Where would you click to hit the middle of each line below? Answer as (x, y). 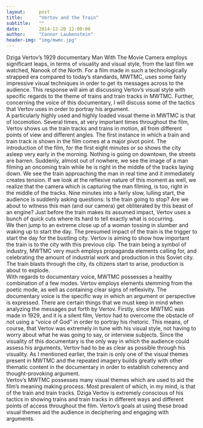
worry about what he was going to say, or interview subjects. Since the (95, 335)
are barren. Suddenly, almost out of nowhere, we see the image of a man (97, 161)
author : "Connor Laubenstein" (50, 35)
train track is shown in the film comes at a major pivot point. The (86, 141)
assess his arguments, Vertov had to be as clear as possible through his (96, 348)
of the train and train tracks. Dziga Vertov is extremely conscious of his (95, 393)
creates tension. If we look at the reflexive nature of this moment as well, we (101, 180)
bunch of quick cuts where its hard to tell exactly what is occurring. (90, 219)
